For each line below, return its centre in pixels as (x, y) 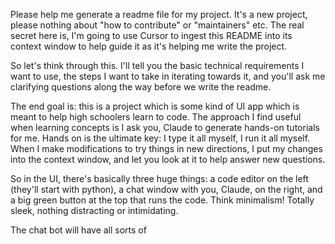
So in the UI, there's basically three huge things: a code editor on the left (159, 178)
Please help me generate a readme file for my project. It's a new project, (159, 14)
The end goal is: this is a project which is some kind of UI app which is (155, 106)
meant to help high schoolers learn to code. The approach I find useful (156, 117)
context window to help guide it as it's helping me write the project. (149, 46)
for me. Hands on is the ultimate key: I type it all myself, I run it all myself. (160, 138)
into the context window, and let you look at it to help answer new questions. (168, 159)
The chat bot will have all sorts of (78, 230)
